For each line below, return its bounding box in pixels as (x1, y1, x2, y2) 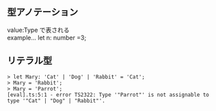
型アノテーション (7, 6, 79, 18)
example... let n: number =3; (7, 33, 87, 42)
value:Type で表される (7, 26, 70, 34)
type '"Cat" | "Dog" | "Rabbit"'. (7, 97, 106, 104)
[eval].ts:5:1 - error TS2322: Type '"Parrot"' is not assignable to (7, 91, 210, 98)
